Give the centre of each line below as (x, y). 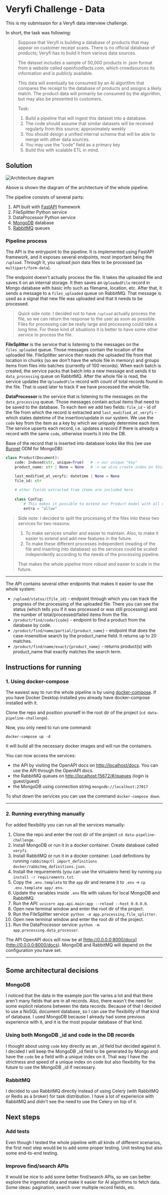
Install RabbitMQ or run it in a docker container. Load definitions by (82, 856)
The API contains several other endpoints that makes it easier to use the (80, 584)
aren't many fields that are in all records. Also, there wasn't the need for (80, 1001)
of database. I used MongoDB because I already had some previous (75, 1017)
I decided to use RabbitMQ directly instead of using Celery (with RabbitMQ (82, 1091)
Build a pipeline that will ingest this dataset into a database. (86, 118)
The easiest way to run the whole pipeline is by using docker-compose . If (81, 692)
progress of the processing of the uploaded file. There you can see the (86, 604)
